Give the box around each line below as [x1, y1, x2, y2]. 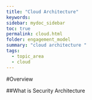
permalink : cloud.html [6, 31, 63, 37]
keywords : [6, 14, 31, 20]
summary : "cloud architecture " [6, 43, 87, 49]
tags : [6, 48, 20, 54]
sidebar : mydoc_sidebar [6, 20, 66, 26]
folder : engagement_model [6, 37, 70, 43]
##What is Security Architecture [6, 87, 85, 94]
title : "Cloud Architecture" [6, 8, 79, 15]
